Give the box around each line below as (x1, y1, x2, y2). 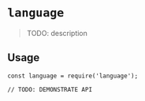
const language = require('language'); (7, 72, 139, 80)
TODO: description (26, 28, 88, 38)
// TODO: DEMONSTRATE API (7, 85, 92, 93)
